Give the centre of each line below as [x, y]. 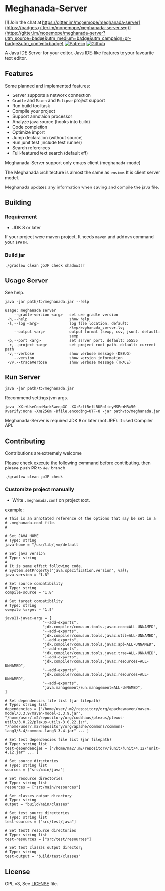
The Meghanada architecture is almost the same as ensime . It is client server [82, 172]
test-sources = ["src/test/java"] [41, 822]
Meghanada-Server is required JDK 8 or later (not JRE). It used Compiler [79, 421]
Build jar [15, 255]
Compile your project [34, 111]
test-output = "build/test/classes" [43, 856]
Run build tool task [31, 106]
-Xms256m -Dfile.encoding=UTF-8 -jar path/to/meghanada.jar [97, 411]
